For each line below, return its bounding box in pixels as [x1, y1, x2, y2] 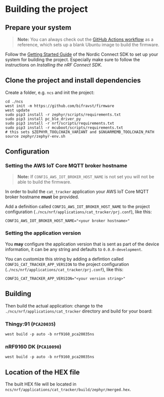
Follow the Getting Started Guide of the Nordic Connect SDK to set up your [5, 51, 159, 57]
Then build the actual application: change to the [5, 303, 103, 309]
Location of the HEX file [5, 368, 80, 376]
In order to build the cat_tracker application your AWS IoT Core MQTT [5, 188, 149, 194]
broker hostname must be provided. [5, 194, 80, 200]
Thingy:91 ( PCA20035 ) [5, 320, 56, 327]
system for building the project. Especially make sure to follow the [5, 57, 140, 63]
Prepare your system [5, 23, 72, 32]
